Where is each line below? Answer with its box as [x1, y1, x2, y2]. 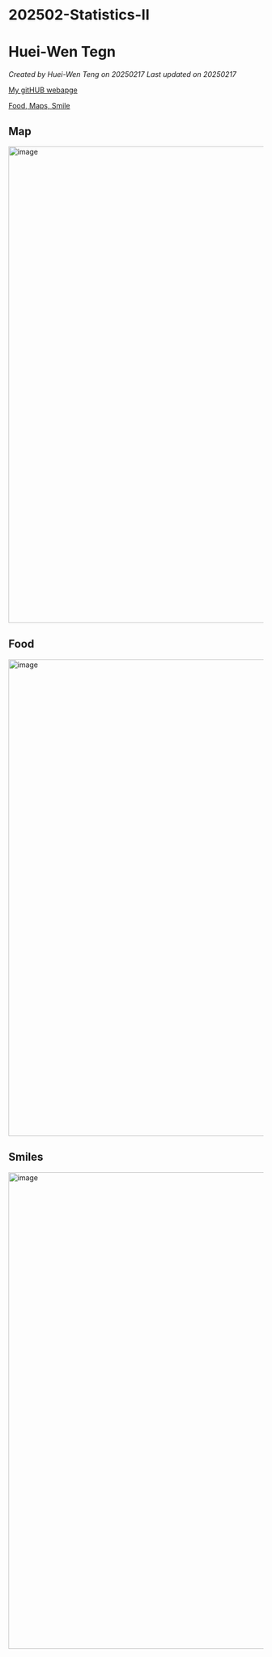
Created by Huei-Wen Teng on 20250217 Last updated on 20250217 [8, 70, 237, 79]
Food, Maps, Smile [8, 101, 70, 111]
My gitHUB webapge [8, 85, 79, 95]
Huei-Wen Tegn [8, 43, 116, 62]
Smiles [8, 1150, 44, 1164]
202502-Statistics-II [8, 6, 150, 24]
